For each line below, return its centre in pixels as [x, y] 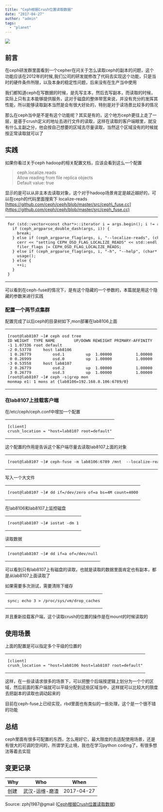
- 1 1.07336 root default [35, 345]
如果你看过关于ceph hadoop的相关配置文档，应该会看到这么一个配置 [73, 163]
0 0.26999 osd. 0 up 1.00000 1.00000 [81, 359]
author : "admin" [21, 18]
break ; [24, 233]
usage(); [26, 256]
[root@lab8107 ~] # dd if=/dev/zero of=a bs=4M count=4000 [73, 493]
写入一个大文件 [20, 478]
